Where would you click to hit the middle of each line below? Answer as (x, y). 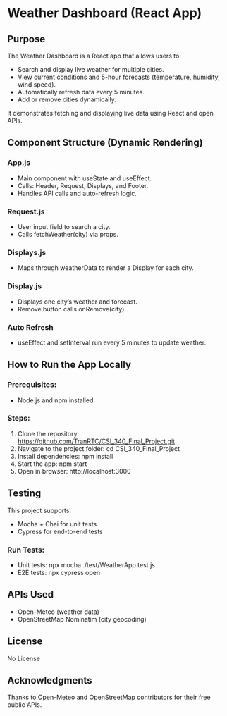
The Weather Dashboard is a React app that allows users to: (94, 56)
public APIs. (25, 705)
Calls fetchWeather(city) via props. (68, 234)
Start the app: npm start (52, 464)
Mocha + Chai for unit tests (57, 524)
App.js (19, 163)
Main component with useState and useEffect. (85, 178)
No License (24, 658)
